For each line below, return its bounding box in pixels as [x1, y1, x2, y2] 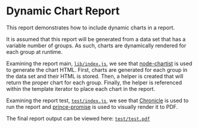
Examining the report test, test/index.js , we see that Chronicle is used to [6, 97, 189, 104]
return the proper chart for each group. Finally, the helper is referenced [6, 79, 182, 86]
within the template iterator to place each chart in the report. [6, 85, 155, 92]
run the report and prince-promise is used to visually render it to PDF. [6, 103, 178, 110]
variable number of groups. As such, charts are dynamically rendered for [6, 42, 187, 49]
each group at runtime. [6, 48, 63, 55]
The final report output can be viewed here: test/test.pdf [6, 115, 150, 122]
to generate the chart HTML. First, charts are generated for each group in [6, 66, 188, 73]
